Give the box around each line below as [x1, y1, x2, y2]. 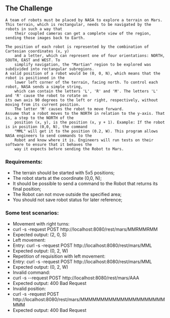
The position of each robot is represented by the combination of [5, 44, 149, 49]
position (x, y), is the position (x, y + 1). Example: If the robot [14, 119, 165, 125]
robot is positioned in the [5, 75, 65, 80]
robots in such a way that [5, 26, 63, 31]
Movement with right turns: [12, 221, 70, 227]
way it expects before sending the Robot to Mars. [14, 146, 124, 151]
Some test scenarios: [5, 209, 59, 216]
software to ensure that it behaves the [5, 142, 93, 147]
